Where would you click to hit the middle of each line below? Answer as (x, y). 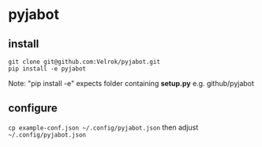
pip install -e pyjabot (47, 69)
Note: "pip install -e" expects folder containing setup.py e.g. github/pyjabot (131, 83)
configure (33, 108)
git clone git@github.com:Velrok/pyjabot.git (84, 62)
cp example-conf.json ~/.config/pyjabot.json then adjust (103, 127)
